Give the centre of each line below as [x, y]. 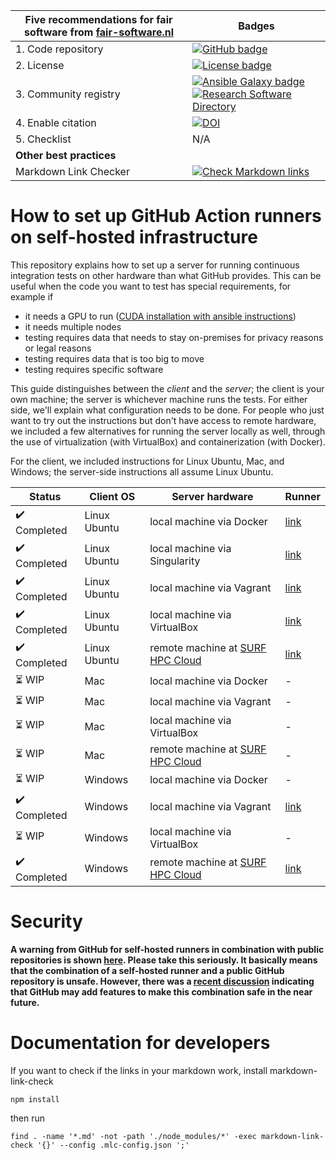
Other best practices [66, 155]
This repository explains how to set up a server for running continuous [155, 265]
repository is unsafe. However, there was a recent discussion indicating [162, 981]
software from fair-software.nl [99, 32]
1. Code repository [59, 49]
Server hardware [212, 496]
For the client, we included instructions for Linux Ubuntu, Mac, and [147, 461]
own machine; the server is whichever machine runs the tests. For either [159, 399]
